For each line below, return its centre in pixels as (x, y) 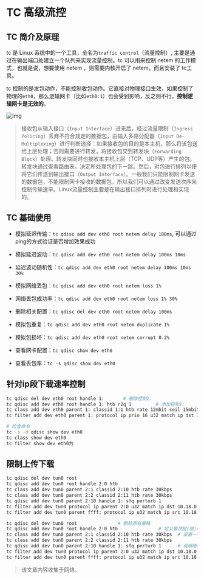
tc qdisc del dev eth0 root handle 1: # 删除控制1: (80, 398)
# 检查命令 (18, 427)
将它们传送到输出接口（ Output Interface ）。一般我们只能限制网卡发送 (108, 174)
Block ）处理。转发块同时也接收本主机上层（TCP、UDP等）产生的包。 (108, 159)
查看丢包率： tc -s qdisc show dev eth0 (65, 363)
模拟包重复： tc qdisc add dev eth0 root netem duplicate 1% (92, 324)
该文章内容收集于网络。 (50, 569)
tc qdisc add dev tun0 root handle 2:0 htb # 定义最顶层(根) (101, 529)
